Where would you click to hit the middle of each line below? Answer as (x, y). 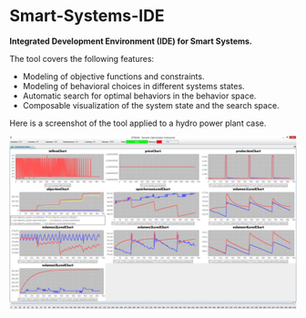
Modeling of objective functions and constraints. (113, 76)
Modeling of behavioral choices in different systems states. (133, 86)
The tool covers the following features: (82, 58)
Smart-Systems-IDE (87, 16)
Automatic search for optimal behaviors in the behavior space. (139, 96)
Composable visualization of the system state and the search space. (151, 105)
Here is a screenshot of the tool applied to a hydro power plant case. (138, 123)
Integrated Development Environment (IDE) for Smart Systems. (131, 41)
